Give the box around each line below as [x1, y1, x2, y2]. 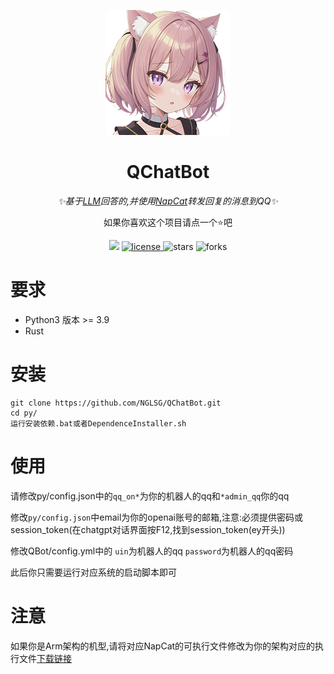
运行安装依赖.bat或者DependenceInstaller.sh [10, 418, 187, 429]
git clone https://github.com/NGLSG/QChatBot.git [10, 398, 222, 408]
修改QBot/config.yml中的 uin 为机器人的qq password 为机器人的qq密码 [10, 545, 294, 557]
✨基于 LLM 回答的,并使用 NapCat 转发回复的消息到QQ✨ [57, 195, 279, 207]
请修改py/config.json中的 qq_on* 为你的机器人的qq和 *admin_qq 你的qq [10, 490, 290, 502]
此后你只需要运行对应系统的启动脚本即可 [10, 566, 177, 578]
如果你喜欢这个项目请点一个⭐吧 [103, 216, 233, 228]
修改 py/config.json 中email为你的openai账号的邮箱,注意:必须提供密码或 [10, 511, 304, 523]
